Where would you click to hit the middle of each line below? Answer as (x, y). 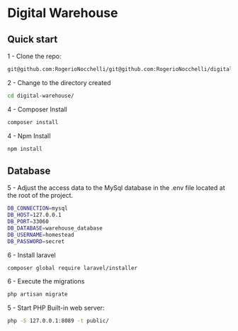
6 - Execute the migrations (46, 281)
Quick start (33, 39)
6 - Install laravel (32, 255)
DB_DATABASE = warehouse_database (55, 228)
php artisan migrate (38, 294)
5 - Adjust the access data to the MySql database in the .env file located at (116, 188)
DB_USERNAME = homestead (41, 235)
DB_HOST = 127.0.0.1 (34, 215)
